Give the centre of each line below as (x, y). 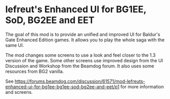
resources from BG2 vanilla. (35, 71)
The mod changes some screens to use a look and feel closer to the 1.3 (81, 55)
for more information (142, 86)
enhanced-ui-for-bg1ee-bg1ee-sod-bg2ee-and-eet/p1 (62, 86)
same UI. (15, 45)
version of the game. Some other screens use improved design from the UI (84, 60)
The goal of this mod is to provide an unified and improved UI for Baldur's (83, 34)
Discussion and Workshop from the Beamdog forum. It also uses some (80, 66)
